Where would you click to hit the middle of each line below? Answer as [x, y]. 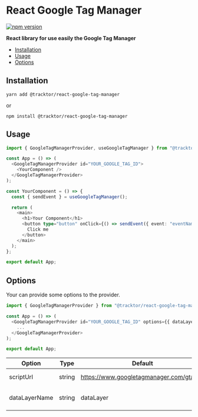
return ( [22, 208]
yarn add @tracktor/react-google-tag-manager [63, 94]
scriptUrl [21, 377]
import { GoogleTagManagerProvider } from [59, 306]
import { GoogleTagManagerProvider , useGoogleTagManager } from [87, 148]
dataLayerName [31, 398]
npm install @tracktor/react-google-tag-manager [67, 116]
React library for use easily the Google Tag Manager [71, 38]
